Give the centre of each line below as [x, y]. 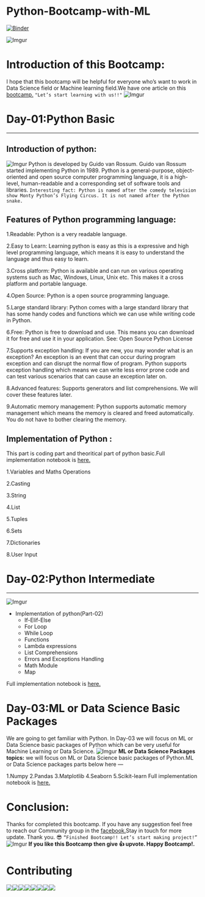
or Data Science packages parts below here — [65, 765]
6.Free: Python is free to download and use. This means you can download [100, 332]
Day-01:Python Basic [61, 119]
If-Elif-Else [38, 620]
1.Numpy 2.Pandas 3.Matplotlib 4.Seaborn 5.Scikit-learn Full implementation [102, 776]
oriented [17, 177]
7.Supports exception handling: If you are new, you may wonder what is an [100, 351]
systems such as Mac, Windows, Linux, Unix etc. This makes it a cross [95, 277]
